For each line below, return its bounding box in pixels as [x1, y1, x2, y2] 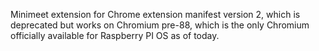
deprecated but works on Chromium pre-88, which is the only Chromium [10, 19, 310, 31]
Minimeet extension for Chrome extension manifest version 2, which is [10, 9, 301, 20]
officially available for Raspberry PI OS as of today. [10, 30, 220, 41]
